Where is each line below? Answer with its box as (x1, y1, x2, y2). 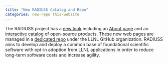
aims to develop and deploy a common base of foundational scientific (5, 41, 149, 47)
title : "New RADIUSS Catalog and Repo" (5, 7, 89, 12)
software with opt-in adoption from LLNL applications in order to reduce (5, 47, 154, 53)
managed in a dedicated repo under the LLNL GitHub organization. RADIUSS (5, 36, 163, 42)
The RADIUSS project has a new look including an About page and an (5, 25, 149, 31)
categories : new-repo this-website (5, 12, 80, 17)
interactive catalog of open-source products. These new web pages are (5, 31, 154, 37)
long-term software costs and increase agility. (5, 52, 100, 58)
